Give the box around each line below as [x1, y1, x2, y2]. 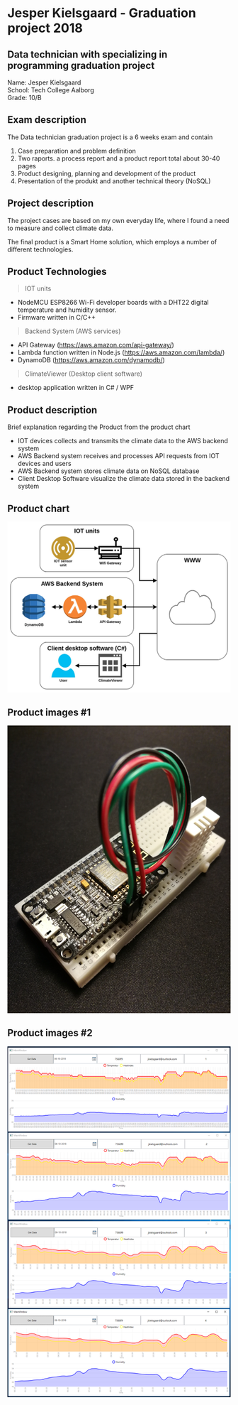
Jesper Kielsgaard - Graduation [7, 5, 196, 21]
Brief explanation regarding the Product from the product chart [7, 423, 191, 431]
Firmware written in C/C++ [17, 313, 96, 322]
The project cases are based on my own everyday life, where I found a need [7, 216, 229, 224]
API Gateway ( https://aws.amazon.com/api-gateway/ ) [17, 341, 175, 349]
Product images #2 [7, 1027, 93, 1039]
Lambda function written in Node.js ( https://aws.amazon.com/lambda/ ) [17, 348, 225, 357]
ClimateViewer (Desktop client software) [24, 369, 143, 378]
